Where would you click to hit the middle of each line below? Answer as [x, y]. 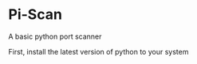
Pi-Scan [35, 15]
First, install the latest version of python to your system [98, 51]
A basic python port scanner [55, 36]
